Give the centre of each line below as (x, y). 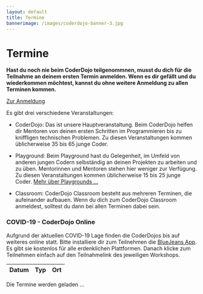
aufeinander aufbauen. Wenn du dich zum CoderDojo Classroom (96, 200)
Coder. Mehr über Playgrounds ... (57, 182)
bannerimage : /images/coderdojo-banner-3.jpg (65, 23)
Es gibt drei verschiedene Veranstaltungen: (60, 113)
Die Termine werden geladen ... (45, 284)
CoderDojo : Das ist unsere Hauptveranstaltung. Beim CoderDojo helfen (104, 125)
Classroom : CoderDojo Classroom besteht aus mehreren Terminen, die (103, 193)
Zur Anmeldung (26, 101)
